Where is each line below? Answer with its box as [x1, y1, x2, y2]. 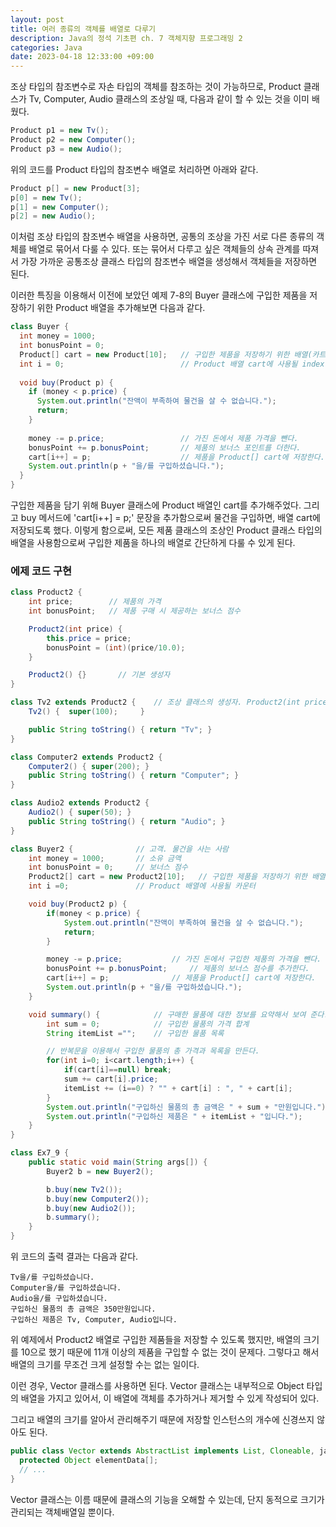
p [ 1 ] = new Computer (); [10, 202, 110, 212]
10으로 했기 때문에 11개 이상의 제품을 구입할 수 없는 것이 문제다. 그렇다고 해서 [20, 1346, 320, 1358]
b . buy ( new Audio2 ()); [46, 1203, 137, 1213]
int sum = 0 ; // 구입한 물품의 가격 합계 [46, 1019, 250, 1029]
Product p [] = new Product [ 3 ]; [10, 183, 141, 193]
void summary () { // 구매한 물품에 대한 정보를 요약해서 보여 [28, 1009, 307, 1020]
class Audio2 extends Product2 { [10, 798, 150, 808]
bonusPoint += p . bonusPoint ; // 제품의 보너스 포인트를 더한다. [28, 442, 302, 453]
